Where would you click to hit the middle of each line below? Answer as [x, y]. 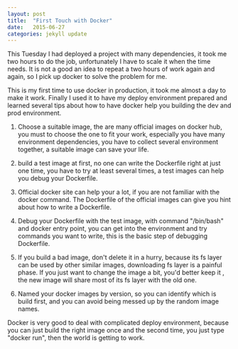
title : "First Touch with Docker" [60, 21]
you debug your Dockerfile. [58, 178]
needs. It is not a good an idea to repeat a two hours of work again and [111, 69]
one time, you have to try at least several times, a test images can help [121, 171]
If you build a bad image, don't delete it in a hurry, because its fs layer [120, 257]
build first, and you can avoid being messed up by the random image [118, 301]
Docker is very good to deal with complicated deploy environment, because [118, 323]
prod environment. [34, 113]
